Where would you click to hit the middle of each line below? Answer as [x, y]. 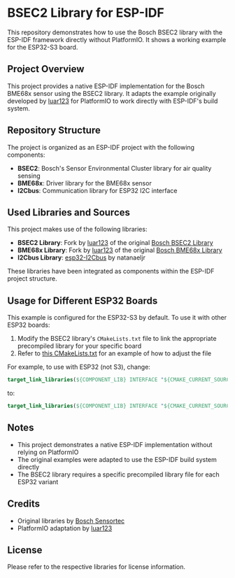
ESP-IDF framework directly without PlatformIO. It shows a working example [117, 39]
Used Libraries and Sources [69, 212]
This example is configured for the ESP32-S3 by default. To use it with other [117, 318]
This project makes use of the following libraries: [77, 230]
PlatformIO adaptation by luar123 [65, 528]
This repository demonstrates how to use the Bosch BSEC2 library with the [115, 32]
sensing [29, 176]
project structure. [32, 279]
